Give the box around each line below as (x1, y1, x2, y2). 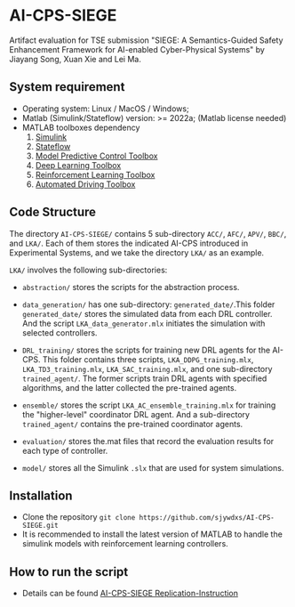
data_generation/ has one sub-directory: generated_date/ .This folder (21, 299, 275, 310)
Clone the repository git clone (21, 512, 136, 522)
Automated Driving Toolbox (35, 179, 136, 190)
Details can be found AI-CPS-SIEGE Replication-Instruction (21, 588, 238, 599)
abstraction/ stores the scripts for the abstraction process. (21, 281, 240, 292)
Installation (9, 488, 73, 503)
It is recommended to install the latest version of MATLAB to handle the (21, 529, 283, 539)
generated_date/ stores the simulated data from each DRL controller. (21, 308, 273, 319)
